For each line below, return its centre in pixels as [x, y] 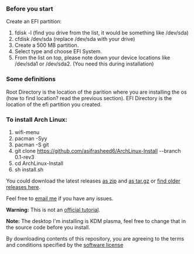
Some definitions [31, 79]
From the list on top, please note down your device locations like [92, 58]
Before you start [30, 9]
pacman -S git [32, 145]
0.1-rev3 [24, 157]
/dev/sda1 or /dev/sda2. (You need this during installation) [84, 64]
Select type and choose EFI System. [58, 52]
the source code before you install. [48, 227]
